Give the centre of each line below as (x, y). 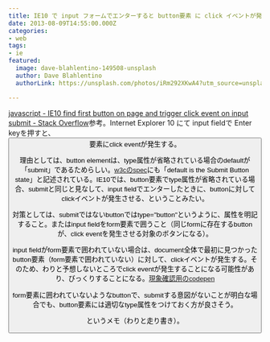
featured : (25, 61)
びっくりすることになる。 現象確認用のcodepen (141, 279)
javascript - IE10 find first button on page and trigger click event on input (129, 113)
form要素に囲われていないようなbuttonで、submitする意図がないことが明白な (132, 295)
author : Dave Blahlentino (59, 76)
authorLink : (36, 83)
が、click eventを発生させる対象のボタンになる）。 (135, 234)
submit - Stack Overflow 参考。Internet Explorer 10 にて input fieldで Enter (130, 122)
